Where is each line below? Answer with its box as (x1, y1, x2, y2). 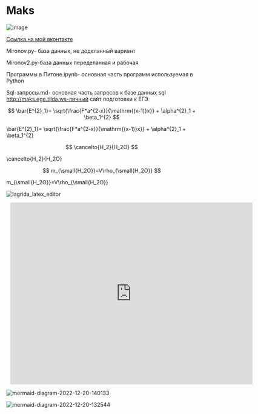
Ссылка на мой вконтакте (6, 35, 73, 42)
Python (6, 77, 24, 84)
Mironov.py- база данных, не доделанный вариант (6, 47, 136, 55)
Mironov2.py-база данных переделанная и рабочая (6, 59, 139, 66)
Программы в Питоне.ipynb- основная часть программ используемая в (6, 70, 193, 78)
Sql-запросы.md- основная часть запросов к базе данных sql (6, 88, 167, 96)
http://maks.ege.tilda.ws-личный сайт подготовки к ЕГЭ (6, 95, 149, 102)
